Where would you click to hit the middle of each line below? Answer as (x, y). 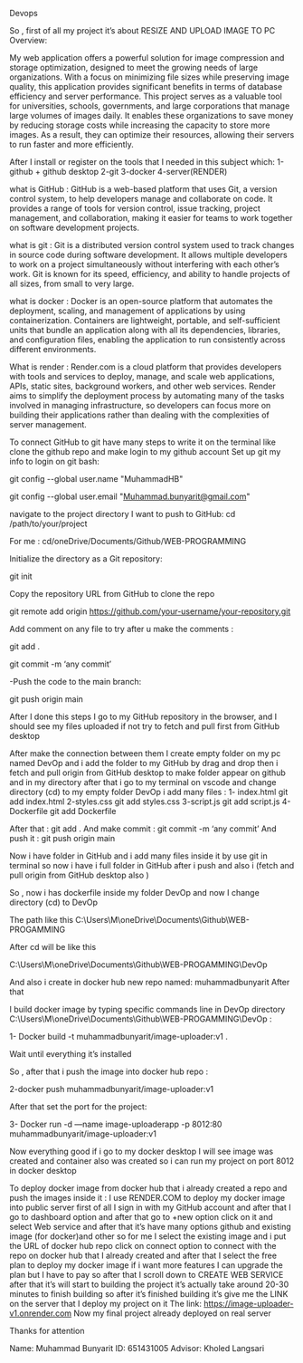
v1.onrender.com (41, 1313)
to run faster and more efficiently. (71, 144)
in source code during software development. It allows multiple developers (148, 254)
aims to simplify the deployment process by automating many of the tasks (147, 396)
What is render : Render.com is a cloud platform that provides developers (146, 367)
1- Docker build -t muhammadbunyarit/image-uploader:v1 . (118, 1037)
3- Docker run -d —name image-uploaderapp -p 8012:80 (116, 1124)
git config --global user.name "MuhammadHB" (96, 479)
